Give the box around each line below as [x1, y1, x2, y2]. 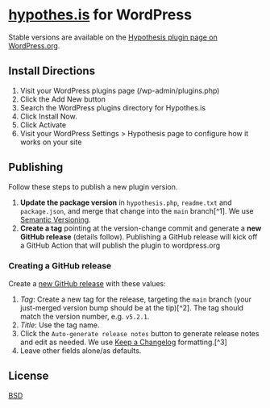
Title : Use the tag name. [19, 320, 100, 330]
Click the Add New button [19, 94, 106, 104]
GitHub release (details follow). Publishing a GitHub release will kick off [19, 231, 258, 241]
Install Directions [8, 65, 95, 78]
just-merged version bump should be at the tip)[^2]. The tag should [19, 302, 244, 312]
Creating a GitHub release [8, 260, 112, 272]
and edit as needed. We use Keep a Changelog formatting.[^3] [19, 337, 227, 347]
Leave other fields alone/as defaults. [19, 345, 142, 356]
